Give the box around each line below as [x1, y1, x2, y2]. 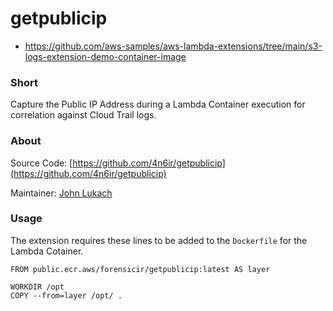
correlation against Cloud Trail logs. [10, 109, 157, 121]
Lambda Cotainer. [10, 245, 84, 257]
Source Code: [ [10, 157, 73, 169]
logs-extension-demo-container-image [24, 50, 187, 62]
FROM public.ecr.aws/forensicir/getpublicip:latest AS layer [10, 264, 271, 274]
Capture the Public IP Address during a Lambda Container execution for [10, 98, 306, 111]
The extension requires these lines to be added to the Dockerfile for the [10, 234, 308, 246]
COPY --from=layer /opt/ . [10, 290, 123, 301]
